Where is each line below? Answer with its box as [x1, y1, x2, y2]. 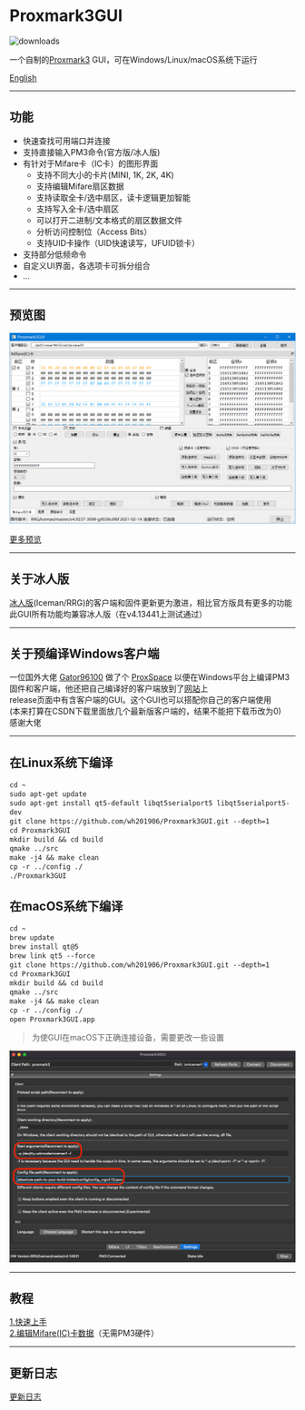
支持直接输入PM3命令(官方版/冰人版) [22, 146, 161, 157]
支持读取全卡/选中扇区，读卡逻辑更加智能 [35, 192, 191, 202]
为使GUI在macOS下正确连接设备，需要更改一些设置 [31, 1031, 225, 1042]
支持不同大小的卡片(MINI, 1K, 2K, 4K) [35, 169, 174, 180]
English [9, 72, 37, 83]
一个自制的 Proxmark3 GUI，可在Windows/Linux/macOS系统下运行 [9, 54, 258, 64]
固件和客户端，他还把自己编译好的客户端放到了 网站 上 [9, 683, 209, 695]
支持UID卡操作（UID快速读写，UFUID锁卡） [35, 237, 201, 248]
